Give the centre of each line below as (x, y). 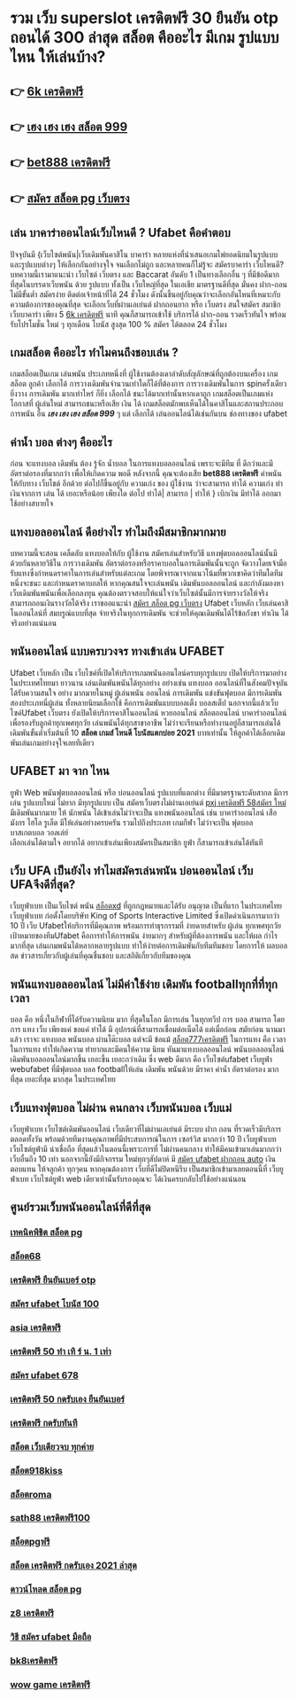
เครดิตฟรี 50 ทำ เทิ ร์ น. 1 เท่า (61, 1351)
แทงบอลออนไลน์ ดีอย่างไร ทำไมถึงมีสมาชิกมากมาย (118, 532)
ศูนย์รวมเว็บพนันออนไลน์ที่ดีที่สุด (80, 1207)
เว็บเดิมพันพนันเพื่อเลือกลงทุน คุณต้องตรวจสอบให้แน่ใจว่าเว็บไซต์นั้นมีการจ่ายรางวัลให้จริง (139, 593)
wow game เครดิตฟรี (50, 1684)
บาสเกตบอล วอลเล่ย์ (39, 832)
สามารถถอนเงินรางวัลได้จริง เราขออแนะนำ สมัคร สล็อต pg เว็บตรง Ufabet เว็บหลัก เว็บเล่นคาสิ (149, 603)
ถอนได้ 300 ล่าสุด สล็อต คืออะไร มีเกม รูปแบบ (145, 38)
